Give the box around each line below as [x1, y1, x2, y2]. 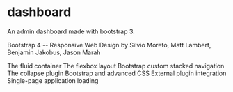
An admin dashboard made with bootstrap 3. [7, 27, 136, 36]
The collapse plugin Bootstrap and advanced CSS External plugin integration [7, 69, 227, 77]
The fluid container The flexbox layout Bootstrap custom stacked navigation [7, 61, 225, 70]
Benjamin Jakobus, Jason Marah [7, 48, 101, 56]
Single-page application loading [7, 76, 99, 84]
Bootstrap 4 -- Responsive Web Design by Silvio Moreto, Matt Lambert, [7, 40, 211, 49]
